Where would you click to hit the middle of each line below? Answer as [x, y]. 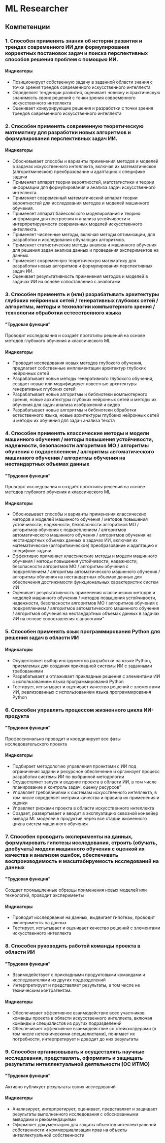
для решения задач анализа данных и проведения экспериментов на [85, 250]
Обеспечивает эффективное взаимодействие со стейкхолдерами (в [84, 1028]
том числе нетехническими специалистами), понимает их [74, 1034]
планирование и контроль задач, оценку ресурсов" [67, 787]
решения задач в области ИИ [42, 638]
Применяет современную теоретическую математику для [74, 260]
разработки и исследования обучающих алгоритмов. [69, 239]
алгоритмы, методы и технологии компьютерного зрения [79, 306]
